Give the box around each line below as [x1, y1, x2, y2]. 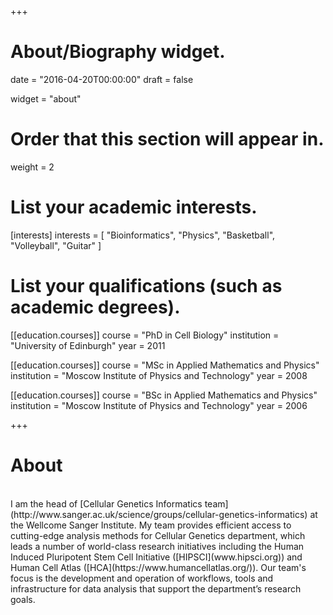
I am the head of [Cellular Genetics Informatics [10, 497, 203, 510]
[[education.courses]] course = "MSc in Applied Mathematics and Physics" [10, 359, 320, 371]
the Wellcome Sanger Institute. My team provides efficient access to [10, 519, 292, 531]
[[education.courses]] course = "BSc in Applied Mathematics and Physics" [10, 389, 318, 401]
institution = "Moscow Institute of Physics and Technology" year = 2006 [10, 399, 308, 411]
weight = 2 [10, 161, 55, 173]
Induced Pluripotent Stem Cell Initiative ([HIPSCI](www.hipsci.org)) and [10, 551, 303, 563]
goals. [10, 593, 36, 605]
